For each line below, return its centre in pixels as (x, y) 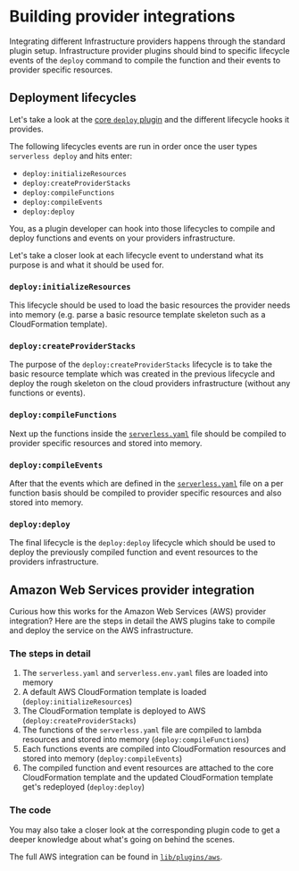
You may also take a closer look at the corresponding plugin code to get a (145, 830)
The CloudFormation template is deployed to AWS (114, 711)
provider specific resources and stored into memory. (106, 443)
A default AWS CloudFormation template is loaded (114, 692)
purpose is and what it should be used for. (87, 265)
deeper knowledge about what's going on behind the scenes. (122, 839)
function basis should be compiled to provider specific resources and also (145, 493)
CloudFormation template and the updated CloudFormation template (148, 778)
